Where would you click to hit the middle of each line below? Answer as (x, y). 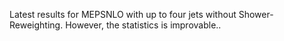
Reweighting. (36, 25)
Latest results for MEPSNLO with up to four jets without (123, 14)
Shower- (256, 14)
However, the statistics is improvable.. (143, 25)
